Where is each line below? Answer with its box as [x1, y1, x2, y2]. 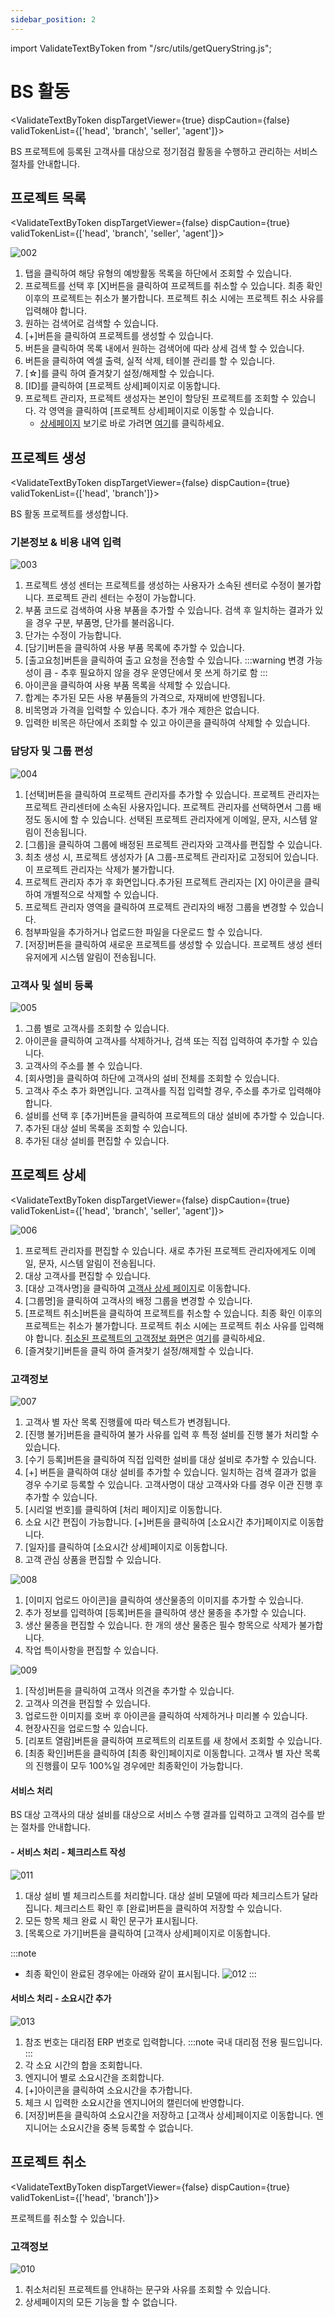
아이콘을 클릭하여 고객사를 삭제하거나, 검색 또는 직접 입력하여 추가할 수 [24, 1035, 300, 1047]
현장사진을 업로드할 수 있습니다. [24, 1722, 148, 1735]
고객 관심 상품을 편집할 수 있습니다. [24, 1554, 162, 1566]
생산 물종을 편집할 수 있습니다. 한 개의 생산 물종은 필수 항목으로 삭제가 [24, 1619, 297, 1631]
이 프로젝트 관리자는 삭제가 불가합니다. [24, 863, 175, 875]
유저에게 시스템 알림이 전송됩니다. [24, 951, 157, 963]
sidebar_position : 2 [10, 14, 97, 25]
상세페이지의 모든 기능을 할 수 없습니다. [24, 2296, 178, 2308]
